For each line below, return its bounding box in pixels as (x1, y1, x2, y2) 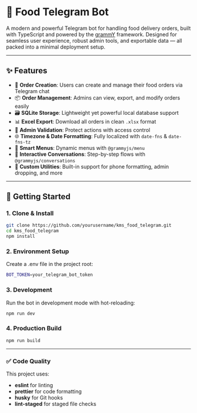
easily (14, 103, 29, 110)
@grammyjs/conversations (14, 158, 76, 163)
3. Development (6, 286, 53, 294)
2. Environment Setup (6, 247, 69, 255)
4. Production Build (6, 325, 62, 333)
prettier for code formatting (14, 388, 82, 395)
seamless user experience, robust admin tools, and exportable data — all (6, 37, 182, 44)
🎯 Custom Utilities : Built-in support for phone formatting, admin (14, 163, 169, 170)
